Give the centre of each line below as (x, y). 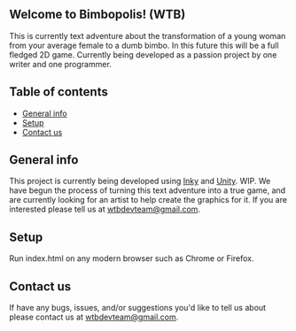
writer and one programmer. (61, 64)
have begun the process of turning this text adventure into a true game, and (148, 190)
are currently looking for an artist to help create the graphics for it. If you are (148, 200)
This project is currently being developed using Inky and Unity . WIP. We (140, 181)
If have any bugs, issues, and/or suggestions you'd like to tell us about (138, 308)
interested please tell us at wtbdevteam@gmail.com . (105, 209)
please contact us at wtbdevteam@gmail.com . (94, 317)
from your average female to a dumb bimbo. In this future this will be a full (144, 45)
